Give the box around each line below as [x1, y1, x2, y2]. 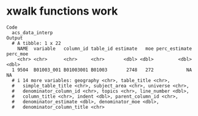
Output [6, 35, 23, 41]
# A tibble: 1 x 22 [12, 40, 62, 46]
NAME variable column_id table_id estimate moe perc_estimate [17, 46, 192, 52]
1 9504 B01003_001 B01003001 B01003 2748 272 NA [12, 67, 192, 73]
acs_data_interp [12, 29, 53, 36]
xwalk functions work [6, 4, 118, 18]
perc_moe [6, 50, 29, 57]
